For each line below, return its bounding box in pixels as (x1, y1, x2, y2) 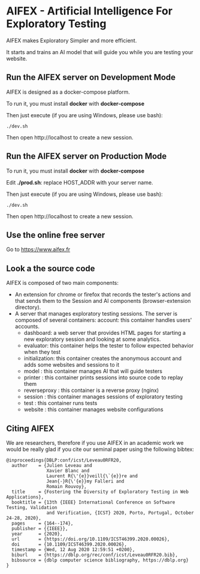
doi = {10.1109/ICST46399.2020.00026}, (11, 542, 128, 548)
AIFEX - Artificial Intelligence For (6, 4, 172, 18)
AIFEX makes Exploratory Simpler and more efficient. (6, 37, 137, 44)
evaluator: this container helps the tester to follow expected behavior (23, 342, 194, 349)
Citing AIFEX (6, 423, 55, 433)
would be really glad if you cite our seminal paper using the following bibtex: (6, 446, 195, 453)
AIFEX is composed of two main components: (6, 279, 119, 287)
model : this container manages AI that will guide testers (23, 368, 163, 375)
